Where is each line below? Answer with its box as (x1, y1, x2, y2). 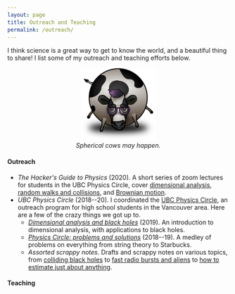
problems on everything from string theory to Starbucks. (27, 240, 192, 249)
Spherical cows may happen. (75, 141, 161, 150)
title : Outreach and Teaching (7, 18, 96, 26)
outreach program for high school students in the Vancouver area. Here (17, 203, 225, 211)
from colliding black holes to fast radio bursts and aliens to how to (27, 255, 220, 264)
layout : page (7, 11, 46, 18)
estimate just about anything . (27, 262, 113, 271)
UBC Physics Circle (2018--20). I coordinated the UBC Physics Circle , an (17, 196, 229, 204)
